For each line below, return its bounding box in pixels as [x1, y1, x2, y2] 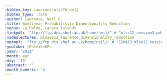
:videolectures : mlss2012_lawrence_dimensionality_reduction [4, 35, 135, 40]
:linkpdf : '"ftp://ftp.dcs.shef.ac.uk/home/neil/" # [4, 30, 117, 35]
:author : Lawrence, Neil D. [4, 16, 63, 21]
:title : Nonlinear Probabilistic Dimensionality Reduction [4, 21, 130, 26]
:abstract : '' [4, 63, 34, 68]
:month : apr [4, 53, 29, 59]
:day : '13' [4, 58, 27, 63]
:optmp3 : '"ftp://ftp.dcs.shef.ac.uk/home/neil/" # [4, 40, 114, 45]
